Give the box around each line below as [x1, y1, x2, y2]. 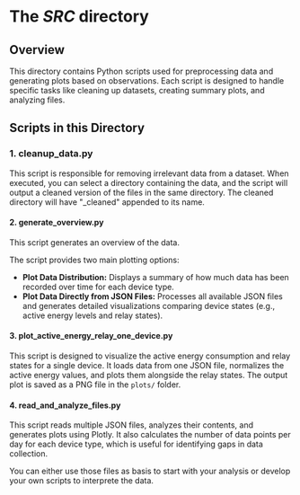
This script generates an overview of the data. [9, 236, 181, 248]
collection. [9, 448, 49, 459]
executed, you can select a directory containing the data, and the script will [9, 177, 288, 188]
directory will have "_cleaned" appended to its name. [9, 196, 205, 208]
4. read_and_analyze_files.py [9, 400, 121, 411]
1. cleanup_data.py [9, 147, 93, 160]
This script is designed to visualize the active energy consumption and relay [9, 350, 291, 361]
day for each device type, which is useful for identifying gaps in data [9, 438, 263, 450]
